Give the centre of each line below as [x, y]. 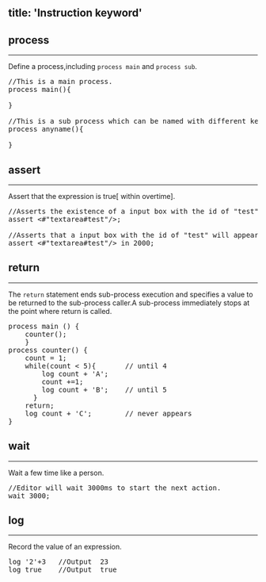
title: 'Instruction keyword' [75, 13]
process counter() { [48, 350]
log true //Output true [63, 570]
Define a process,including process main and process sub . [103, 67]
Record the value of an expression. [65, 547]
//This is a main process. [61, 82]
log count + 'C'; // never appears [108, 413]
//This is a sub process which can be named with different [127, 121]
